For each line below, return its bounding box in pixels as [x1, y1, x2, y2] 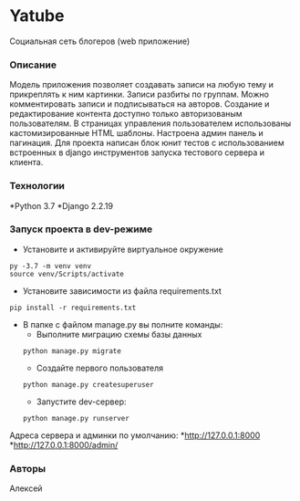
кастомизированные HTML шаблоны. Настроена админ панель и [9, 128, 264, 139]
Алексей [9, 483, 43, 494]
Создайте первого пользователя [36, 362, 164, 373]
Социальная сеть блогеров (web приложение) [9, 36, 191, 47]
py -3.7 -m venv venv [9, 261, 92, 270]
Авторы [9, 462, 47, 475]
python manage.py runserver [22, 413, 129, 423]
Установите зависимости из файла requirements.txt [22, 285, 222, 297]
